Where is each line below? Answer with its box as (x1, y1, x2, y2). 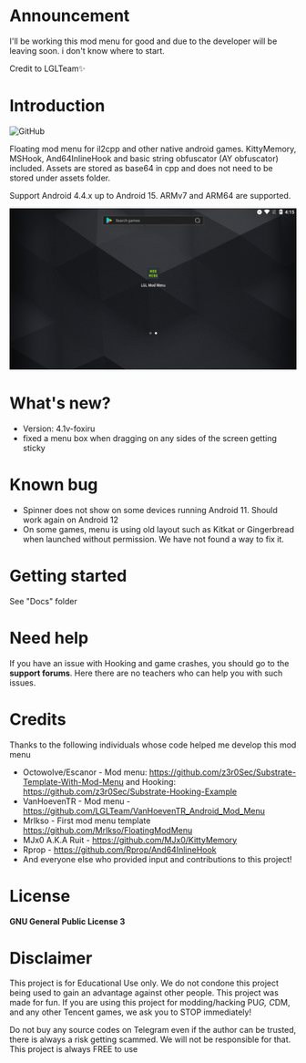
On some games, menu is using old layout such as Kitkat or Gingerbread (22, 523, 294, 534)
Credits (9, 708, 66, 729)
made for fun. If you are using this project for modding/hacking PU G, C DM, (9, 997, 291, 1008)
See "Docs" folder (9, 595, 77, 606)
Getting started (9, 565, 127, 586)
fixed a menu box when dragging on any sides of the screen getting (22, 432, 278, 443)
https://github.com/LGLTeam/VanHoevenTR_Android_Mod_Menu (22, 805, 266, 816)
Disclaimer (9, 947, 93, 968)
